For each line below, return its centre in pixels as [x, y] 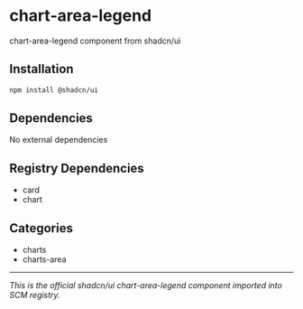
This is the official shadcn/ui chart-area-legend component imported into [146, 286]
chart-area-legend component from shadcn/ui [95, 41]
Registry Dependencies [77, 168]
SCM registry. [35, 295]
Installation [41, 69]
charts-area [44, 259]
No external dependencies [59, 140]
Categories [41, 228]
